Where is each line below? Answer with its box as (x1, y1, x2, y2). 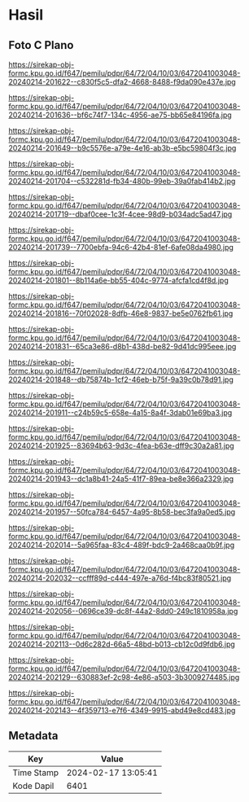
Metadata (8, 729, 59, 743)
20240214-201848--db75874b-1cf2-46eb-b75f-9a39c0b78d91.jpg (8, 375, 234, 384)
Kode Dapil (12, 780, 55, 791)
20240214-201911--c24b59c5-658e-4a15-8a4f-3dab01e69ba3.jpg (8, 408, 233, 417)
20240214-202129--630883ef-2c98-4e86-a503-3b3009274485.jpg (8, 673, 240, 681)
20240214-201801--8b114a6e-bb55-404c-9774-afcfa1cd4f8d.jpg (8, 275, 229, 285)
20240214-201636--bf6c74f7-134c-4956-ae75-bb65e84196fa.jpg (8, 110, 232, 120)
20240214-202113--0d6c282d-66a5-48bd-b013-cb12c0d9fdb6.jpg (8, 639, 236, 649)
